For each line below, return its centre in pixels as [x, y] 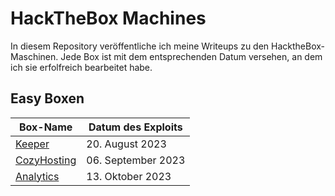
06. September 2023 [136, 160]
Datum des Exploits [135, 127]
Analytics [37, 176]
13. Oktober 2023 [129, 176]
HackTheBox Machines [108, 18]
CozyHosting [46, 160]
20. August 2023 [126, 144]
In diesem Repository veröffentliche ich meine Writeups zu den [140, 46]
